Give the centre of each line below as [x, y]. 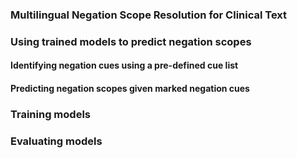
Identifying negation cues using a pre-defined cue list [124, 65]
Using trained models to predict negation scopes [131, 41]
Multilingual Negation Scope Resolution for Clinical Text [149, 15]
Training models [50, 114]
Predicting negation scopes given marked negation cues [130, 89]
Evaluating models [56, 141]
